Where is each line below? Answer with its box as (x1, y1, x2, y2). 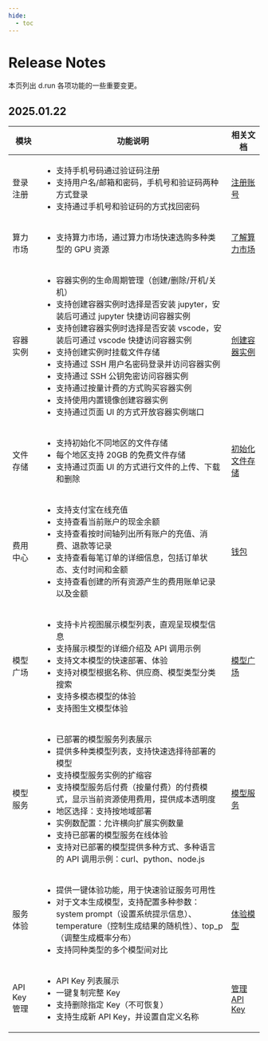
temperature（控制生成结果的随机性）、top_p (55, 920, 223, 932)
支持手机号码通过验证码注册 (55, 165, 160, 176)
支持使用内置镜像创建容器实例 (55, 394, 168, 406)
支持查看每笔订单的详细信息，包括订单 (55, 552, 200, 564)
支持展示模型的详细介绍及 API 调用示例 (55, 643, 201, 655)
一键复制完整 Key (55, 988, 121, 999)
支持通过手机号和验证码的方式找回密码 (55, 201, 200, 212)
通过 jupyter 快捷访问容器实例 (79, 311, 191, 322)
